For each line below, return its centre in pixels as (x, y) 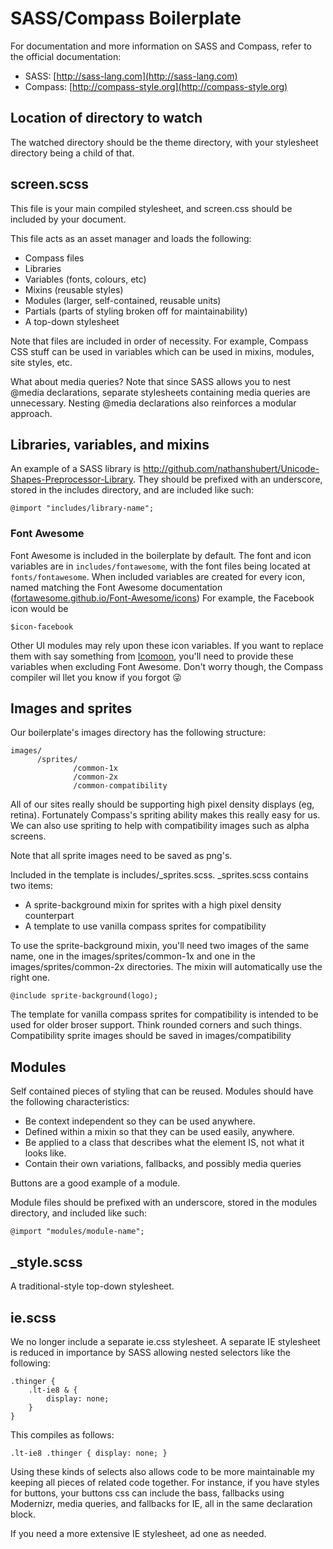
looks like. (45, 1153)
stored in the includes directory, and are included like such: (132, 490)
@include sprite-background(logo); (84, 996)
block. (23, 1514)
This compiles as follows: (62, 1434)
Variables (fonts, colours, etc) (85, 279)
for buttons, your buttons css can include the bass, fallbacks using (147, 1493)
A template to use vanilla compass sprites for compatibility (145, 926)
